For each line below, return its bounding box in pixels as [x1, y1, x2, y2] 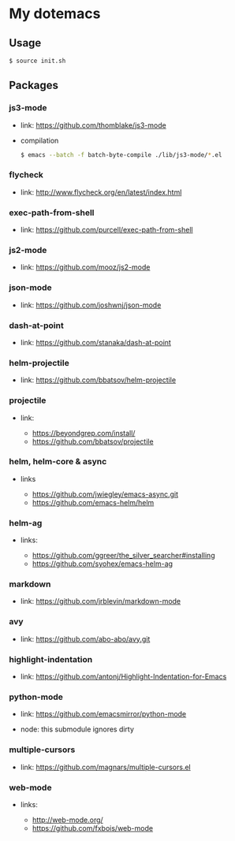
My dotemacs [9, 5, 101, 23]
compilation [20, 136, 59, 145]
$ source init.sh [9, 57, 66, 65]
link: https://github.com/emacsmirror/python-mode [20, 709, 187, 719]
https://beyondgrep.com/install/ [32, 428, 136, 437]
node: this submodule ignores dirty [20, 724, 135, 734]
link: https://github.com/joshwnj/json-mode [20, 300, 162, 310]
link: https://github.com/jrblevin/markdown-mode [20, 597, 181, 606]
